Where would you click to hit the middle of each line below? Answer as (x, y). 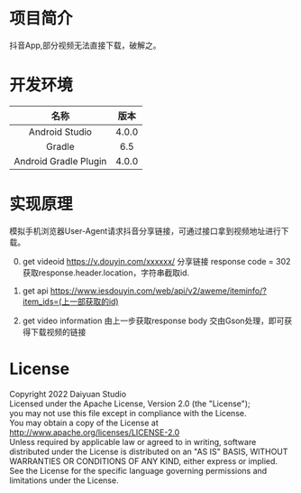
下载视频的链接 (58, 331)
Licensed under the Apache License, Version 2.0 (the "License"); (130, 404)
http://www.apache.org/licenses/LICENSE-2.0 (95, 432)
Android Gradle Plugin (60, 161)
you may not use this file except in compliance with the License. (128, 413)
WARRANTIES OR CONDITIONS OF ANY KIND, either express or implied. (143, 460)
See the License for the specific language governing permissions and (138, 470)
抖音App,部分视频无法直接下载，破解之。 (85, 45)
